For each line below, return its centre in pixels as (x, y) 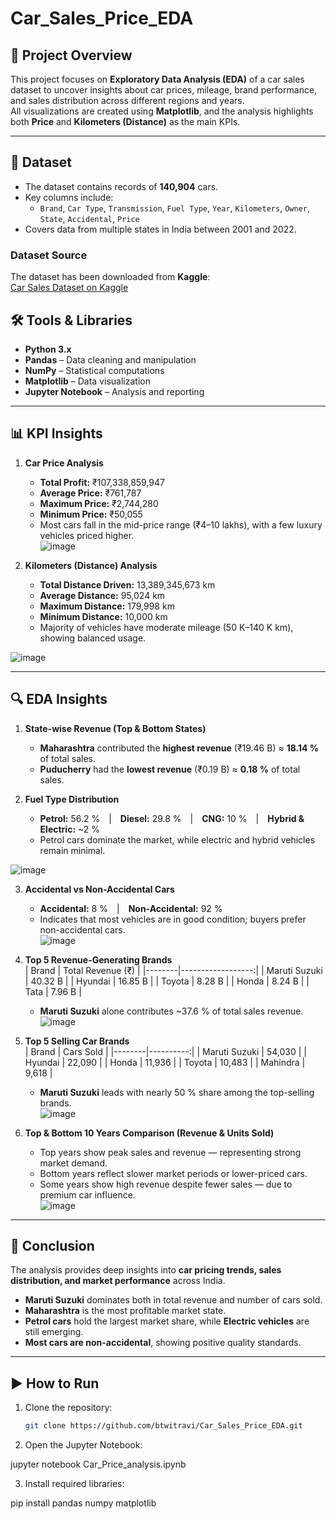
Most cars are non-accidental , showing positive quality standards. (163, 1343)
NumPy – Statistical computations (94, 370)
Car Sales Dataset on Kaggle (69, 288)
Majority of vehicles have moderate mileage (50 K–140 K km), (166, 627)
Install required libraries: (74, 1484)
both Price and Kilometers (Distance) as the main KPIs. (125, 121)
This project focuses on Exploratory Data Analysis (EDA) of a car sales (157, 79)
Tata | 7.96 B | (53, 991)
